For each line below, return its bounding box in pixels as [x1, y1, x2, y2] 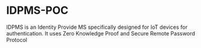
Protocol [6, 36, 27, 43]
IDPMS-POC [6, 4, 69, 17]
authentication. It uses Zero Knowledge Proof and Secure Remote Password [6, 29, 196, 37]
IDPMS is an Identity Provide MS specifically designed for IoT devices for [6, 23, 188, 31]
